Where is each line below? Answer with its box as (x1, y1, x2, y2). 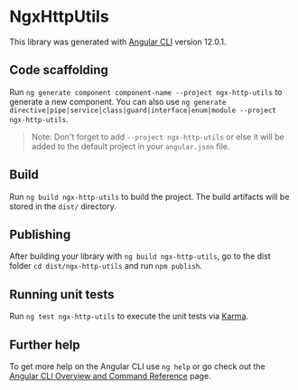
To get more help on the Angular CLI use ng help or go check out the (9, 361, 265, 372)
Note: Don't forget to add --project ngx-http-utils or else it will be (31, 131, 284, 142)
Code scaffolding (9, 62, 108, 78)
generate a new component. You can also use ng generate (9, 96, 227, 107)
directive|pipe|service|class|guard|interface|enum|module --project (9, 106, 277, 115)
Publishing (9, 226, 71, 242)
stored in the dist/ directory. (9, 201, 117, 212)
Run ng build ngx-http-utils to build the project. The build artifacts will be (9, 191, 290, 202)
